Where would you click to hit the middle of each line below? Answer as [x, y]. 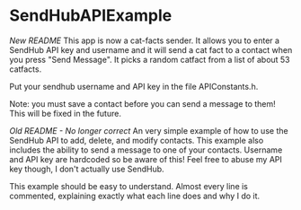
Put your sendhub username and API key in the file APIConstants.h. [134, 86]
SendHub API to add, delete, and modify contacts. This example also [137, 140]
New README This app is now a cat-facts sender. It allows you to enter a [145, 40]
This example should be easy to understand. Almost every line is [129, 186]
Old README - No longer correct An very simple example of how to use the [149, 130]
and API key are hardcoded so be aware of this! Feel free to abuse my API [146, 159]
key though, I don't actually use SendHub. [87, 169]
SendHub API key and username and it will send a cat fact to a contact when [151, 49]
